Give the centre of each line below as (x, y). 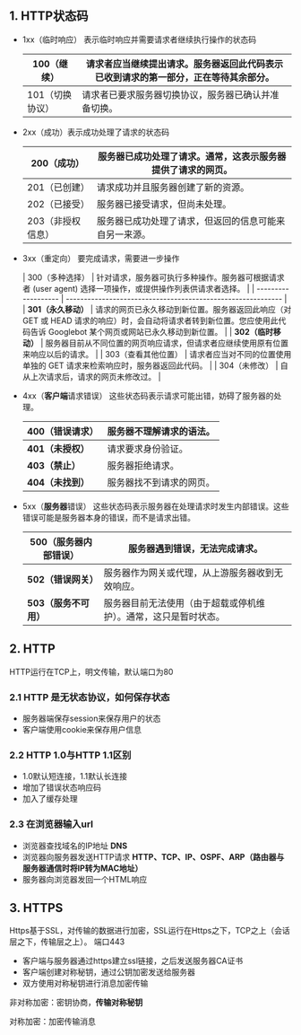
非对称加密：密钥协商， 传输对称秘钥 (76, 1003)
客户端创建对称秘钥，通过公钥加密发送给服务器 (108, 972)
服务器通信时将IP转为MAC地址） (82, 868)
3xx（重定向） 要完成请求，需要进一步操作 (101, 258)
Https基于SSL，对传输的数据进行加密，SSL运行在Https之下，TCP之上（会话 (150, 931)
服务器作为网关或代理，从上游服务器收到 (189, 573)
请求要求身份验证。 (147, 449)
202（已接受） (58, 204)
